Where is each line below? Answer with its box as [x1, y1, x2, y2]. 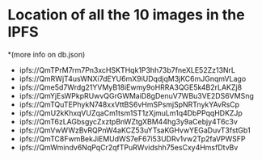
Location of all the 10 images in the [7, 6, 245, 24]
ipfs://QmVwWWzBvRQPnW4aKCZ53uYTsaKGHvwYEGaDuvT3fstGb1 [19, 125, 251, 135]
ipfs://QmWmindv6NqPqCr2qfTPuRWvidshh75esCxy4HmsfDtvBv [19, 142, 239, 152]
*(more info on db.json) [7, 49, 86, 59]
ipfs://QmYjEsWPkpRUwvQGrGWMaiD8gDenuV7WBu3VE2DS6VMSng [19, 91, 254, 100]
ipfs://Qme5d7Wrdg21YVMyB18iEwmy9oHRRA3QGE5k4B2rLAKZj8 [19, 82, 243, 92]
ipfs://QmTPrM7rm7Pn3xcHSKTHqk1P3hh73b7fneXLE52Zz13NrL [19, 65, 236, 74]
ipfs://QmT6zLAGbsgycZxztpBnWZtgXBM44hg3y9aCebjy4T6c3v [19, 116, 238, 126]
